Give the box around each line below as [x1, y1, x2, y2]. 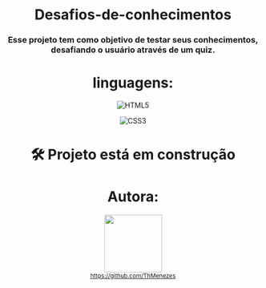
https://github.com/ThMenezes [90, 272, 176, 280]
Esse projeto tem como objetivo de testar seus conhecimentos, [7, 34, 259, 46]
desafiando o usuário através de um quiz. [50, 44, 216, 55]
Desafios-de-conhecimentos [34, 6, 232, 24]
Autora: [107, 188, 159, 206]
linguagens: [92, 74, 174, 92]
